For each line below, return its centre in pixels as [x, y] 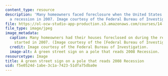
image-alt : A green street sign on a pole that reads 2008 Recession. [85, 51]
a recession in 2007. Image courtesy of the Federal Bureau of [77, 19]
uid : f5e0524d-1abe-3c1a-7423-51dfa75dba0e [51, 65]
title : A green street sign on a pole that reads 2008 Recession [74, 61]
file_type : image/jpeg [29, 28]
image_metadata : [22, 33]
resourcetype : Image [27, 56]
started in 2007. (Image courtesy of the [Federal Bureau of [79, 42]
